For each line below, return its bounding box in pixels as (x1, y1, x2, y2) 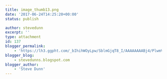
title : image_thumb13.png (5, 7, 59, 12)
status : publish (5, 16, 39, 21)
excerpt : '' (5, 30, 30, 35)
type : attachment (5, 35, 41, 39)
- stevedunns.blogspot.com (14, 57, 70, 62)
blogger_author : (5, 62, 39, 67)
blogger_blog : (5, 53, 35, 58)
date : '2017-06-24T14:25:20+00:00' (5, 12, 79, 17)
